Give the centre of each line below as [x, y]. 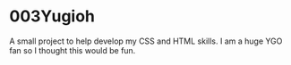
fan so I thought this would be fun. [73, 50]
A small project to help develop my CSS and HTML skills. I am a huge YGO [146, 41]
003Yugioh [52, 16]
